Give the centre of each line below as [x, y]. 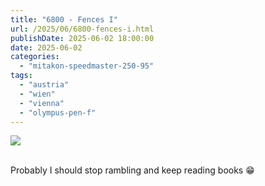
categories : [35, 57]
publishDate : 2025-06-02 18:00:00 [82, 38]
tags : [21, 76]
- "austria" [44, 85]
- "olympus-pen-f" [58, 112]
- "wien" [37, 94]
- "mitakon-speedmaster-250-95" [87, 66]
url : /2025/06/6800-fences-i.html [82, 29]
